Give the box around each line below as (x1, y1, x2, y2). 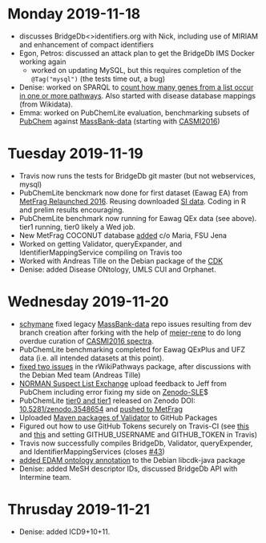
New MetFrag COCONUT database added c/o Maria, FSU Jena (18, 230, 228, 240)
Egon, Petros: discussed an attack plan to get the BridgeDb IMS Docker (18, 48, 256, 58)
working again (18, 57, 66, 66)
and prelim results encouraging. (18, 205, 125, 215)
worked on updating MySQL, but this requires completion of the (30, 65, 242, 74)
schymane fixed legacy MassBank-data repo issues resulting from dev (18, 319, 252, 328)
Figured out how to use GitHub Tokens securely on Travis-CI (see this (18, 421, 250, 431)
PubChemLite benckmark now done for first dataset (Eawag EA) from (18, 187, 248, 197)
